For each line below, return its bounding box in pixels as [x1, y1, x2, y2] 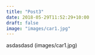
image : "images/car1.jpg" [6, 25, 71, 32]
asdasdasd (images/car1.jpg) [6, 42, 78, 49]
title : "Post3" [6, 8, 44, 15]
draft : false [6, 20, 39, 26]
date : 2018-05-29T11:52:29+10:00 [6, 14, 90, 20]
